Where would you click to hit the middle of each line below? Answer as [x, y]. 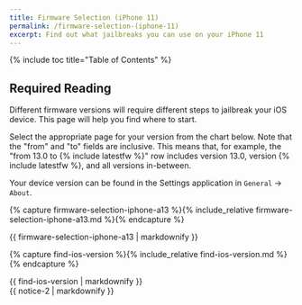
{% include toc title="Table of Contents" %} [91, 60]
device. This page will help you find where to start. [103, 120]
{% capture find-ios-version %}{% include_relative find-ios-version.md [142, 255]
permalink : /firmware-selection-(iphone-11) [94, 26]
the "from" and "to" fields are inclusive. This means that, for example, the [146, 147]
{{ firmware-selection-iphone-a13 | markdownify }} [104, 237]
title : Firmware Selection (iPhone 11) [84, 18]
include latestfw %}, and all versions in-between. [101, 166]
